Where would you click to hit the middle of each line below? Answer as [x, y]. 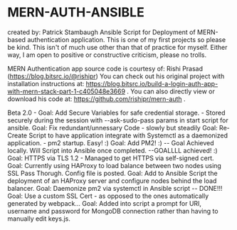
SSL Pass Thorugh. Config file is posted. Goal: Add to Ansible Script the [113, 173]
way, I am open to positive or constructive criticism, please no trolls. [107, 55]
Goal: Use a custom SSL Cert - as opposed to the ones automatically [108, 196]
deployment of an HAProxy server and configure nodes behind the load [112, 181]
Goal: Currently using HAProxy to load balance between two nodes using [115, 165]
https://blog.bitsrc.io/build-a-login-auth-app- [152, 83]
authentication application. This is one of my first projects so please [127, 39]
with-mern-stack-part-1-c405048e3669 [67, 91]
